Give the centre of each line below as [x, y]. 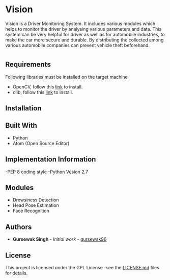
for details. [17, 273]
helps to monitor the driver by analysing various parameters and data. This [83, 29]
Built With [21, 125]
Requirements [28, 65]
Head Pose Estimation [36, 205]
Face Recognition [31, 211]
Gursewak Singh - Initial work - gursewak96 [60, 239]
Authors [19, 227]
